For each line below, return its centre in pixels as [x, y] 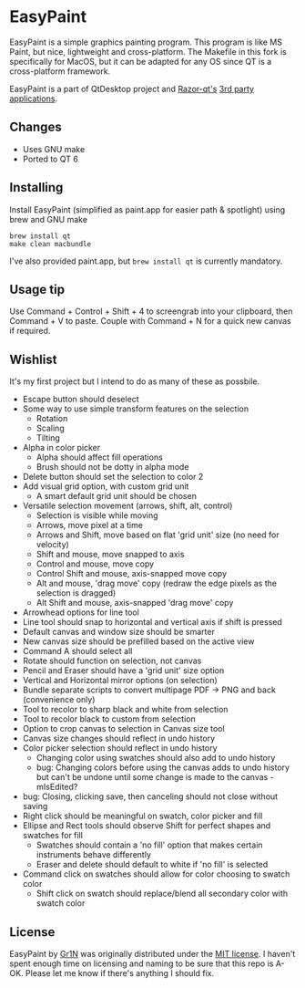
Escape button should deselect [81, 400]
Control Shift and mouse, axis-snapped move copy [132, 574]
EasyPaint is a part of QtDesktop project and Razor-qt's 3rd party [132, 88]
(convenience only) [59, 700]
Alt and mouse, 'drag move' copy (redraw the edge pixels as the [157, 583]
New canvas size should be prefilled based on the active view [138, 641]
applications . [33, 99]
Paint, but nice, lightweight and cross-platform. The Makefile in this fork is [148, 51]
